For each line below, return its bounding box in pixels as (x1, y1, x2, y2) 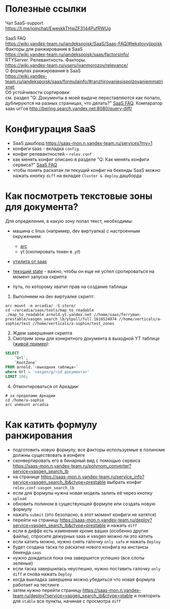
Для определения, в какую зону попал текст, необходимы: (5, 218, 133, 224)
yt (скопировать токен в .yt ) (20, 248, 81, 254)
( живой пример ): (12, 340, 50, 346)
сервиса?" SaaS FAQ (12, 161, 57, 168)
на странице (12, 474, 40, 480)
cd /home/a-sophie (5, 398, 44, 403)
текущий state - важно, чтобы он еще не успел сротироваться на (12, 268, 155, 274)
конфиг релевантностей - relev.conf (12, 151, 92, 157)
